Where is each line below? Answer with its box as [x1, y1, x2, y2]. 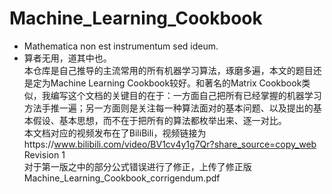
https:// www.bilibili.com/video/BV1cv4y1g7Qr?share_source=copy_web [23, 138, 317, 150]
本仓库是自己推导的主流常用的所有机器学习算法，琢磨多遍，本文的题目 [23, 64, 314, 76]
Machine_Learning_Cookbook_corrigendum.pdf [23, 172, 221, 184]
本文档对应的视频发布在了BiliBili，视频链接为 [23, 127, 207, 139]
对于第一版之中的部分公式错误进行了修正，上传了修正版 [23, 160, 252, 172]
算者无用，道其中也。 [23, 52, 112, 64]
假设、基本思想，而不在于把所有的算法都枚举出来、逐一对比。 [32, 114, 287, 126]
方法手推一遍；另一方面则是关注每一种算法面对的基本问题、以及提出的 [23, 102, 314, 114]
